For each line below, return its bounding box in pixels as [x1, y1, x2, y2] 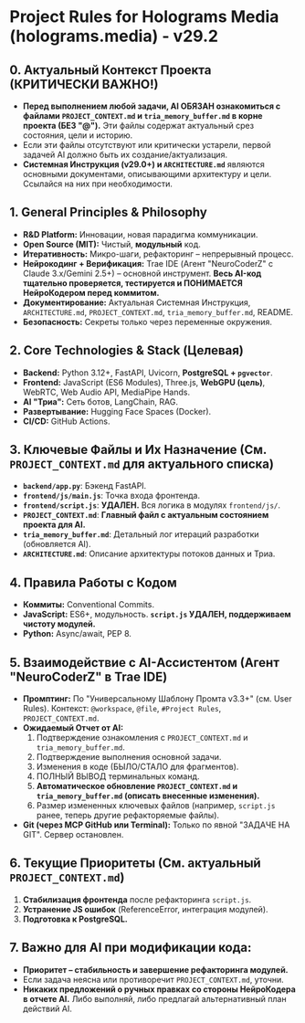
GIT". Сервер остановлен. [22, 829, 124, 840]
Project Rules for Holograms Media [9, 6, 279, 27]
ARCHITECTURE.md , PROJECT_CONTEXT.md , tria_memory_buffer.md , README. [22, 306, 294, 317]
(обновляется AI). [22, 539, 91, 550]
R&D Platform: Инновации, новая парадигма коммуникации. [22, 228, 258, 239]
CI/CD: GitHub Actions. [22, 416, 110, 427]
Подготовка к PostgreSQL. [22, 913, 128, 924]
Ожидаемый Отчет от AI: [22, 722, 124, 733]
